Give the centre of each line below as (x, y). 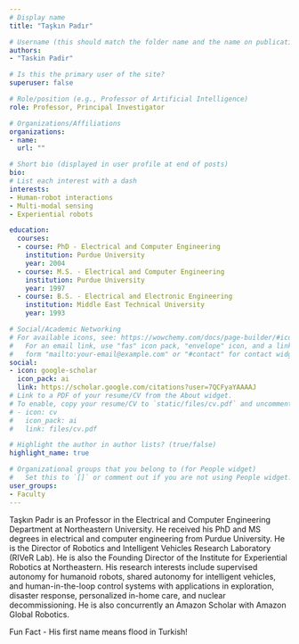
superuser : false (41, 83)
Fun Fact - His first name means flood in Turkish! (99, 632)
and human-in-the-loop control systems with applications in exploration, (141, 586)
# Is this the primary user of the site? (87, 75)
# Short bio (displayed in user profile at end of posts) (119, 165)
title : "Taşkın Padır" (51, 26)
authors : (25, 50)
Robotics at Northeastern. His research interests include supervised (133, 566)
